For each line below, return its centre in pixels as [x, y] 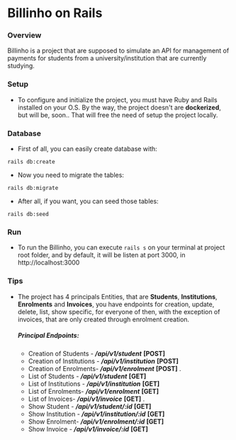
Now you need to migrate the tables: [71, 175]
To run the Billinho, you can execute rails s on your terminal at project [121, 247]
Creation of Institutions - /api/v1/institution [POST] [103, 361]
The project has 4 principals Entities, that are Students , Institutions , [117, 296]
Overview [24, 36]
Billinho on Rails [55, 13]
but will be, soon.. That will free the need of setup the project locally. [118, 114]
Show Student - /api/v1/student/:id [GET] [90, 406]
